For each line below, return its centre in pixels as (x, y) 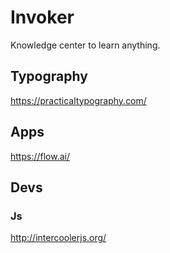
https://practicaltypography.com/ (78, 100)
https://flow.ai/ (40, 156)
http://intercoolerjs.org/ (58, 238)
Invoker (42, 17)
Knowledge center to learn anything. (85, 45)
